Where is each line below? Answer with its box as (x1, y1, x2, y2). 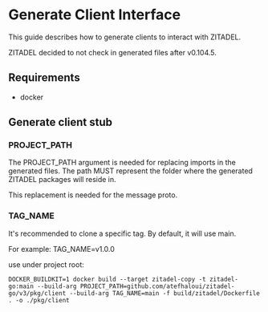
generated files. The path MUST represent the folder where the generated (8, 166, 253, 176)
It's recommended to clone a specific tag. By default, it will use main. (8, 229, 237, 238)
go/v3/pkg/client (8, 289, 67, 298)
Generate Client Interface (8, 6, 181, 24)
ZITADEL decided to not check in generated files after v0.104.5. (8, 47, 217, 57)
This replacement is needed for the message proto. (8, 190, 178, 200)
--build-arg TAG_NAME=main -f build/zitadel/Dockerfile (69, 289, 261, 298)
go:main (8, 282, 35, 290)
